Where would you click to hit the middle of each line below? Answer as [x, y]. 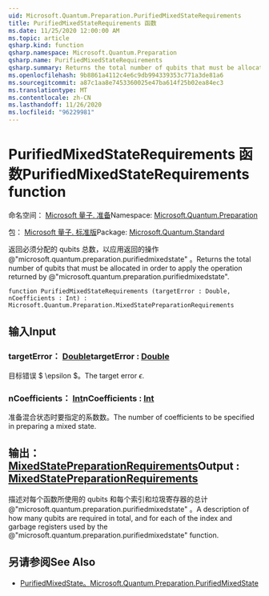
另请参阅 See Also [52, 562]
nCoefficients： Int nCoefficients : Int [81, 398]
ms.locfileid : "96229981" [51, 113]
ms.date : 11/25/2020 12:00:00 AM [64, 30]
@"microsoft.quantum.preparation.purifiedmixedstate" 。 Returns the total [130, 259]
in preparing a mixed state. [52, 426]
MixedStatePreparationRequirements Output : [124, 466]
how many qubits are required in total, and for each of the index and [120, 518]
